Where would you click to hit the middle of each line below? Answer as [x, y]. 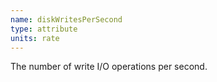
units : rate [35, 38]
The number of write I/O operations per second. [109, 67]
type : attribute [44, 29]
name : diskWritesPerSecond [66, 19]
